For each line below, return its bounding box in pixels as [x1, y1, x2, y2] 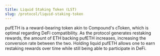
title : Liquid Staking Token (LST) [5, 7, 77, 12]
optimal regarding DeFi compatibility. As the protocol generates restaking [5, 30, 151, 36]
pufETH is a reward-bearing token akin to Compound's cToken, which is [5, 25, 149, 30]
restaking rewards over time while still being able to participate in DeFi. [5, 45, 146, 51]
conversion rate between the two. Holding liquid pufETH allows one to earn [5, 40, 155, 46]
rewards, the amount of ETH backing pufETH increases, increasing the [5, 35, 146, 41]
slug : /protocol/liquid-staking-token [5, 12, 83, 16]
